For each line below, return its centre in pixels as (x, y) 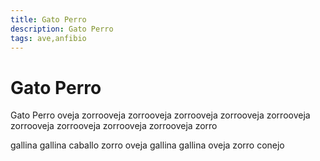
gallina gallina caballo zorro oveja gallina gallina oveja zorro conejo (147, 145)
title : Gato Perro (48, 19)
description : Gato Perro (62, 29)
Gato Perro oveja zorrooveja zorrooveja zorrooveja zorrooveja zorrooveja (160, 115)
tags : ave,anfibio (48, 38)
